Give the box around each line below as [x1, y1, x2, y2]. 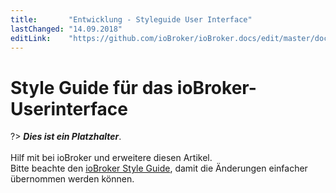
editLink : [10, 33, 52, 43]
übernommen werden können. [10, 173, 135, 185]
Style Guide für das [10, 76, 174, 99]
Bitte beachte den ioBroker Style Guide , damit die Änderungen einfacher [10, 162, 308, 175]
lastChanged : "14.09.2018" [10, 24, 123, 34]
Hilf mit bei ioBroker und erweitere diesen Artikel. [10, 152, 213, 164]
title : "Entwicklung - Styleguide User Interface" [10, 14, 253, 25]
